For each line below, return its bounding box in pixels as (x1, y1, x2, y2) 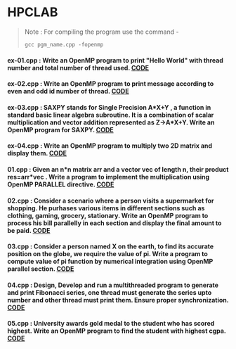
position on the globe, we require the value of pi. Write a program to (7, 250, 209, 258)
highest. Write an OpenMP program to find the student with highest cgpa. (7, 326, 226, 335)
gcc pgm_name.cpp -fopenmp (24, 41, 104, 48)
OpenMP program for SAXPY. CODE (7, 125, 114, 134)
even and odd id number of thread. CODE (7, 87, 129, 96)
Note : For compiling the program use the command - (24, 27, 179, 36)
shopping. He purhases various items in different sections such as (7, 203, 205, 212)
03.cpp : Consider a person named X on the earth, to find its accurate (7, 242, 214, 250)
